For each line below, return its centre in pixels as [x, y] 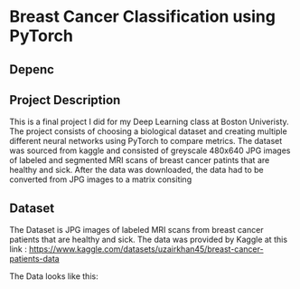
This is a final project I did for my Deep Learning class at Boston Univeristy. [149, 122]
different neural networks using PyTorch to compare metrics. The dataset [146, 141]
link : [18, 249]
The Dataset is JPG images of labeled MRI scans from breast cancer [136, 230]
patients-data [35, 259]
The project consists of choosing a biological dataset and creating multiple [148, 131]
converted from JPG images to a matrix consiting [101, 179]
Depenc [32, 69]
